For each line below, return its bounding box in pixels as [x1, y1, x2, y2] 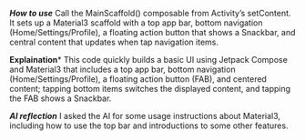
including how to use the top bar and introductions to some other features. [9, 120, 289, 131]
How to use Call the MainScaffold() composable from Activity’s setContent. [9, 8, 291, 18]
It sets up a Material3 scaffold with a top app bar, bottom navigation [9, 17, 263, 28]
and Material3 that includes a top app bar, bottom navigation [9, 64, 236, 75]
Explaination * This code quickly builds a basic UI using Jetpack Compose [9, 55, 289, 65]
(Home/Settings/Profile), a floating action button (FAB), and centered [9, 74, 267, 85]
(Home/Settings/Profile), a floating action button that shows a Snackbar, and [9, 27, 296, 37]
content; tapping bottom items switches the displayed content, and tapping [9, 84, 291, 94]
